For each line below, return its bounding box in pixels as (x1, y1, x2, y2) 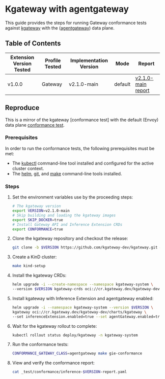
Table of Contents (5, 39, 61, 48)
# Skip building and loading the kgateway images (12, 213, 116, 218)
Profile (45, 57, 61, 64)
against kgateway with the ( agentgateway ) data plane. (5, 25, 115, 31)
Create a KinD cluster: (12, 254, 57, 260)
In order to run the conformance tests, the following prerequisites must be (5, 145, 155, 151)
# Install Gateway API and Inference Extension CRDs (12, 222, 123, 227)
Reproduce (5, 103, 40, 112)
